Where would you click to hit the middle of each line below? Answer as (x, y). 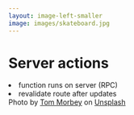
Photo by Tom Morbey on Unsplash (67, 102)
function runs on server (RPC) (69, 85)
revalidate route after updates (68, 94)
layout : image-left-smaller (56, 16)
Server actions (59, 63)
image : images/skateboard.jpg (59, 23)
